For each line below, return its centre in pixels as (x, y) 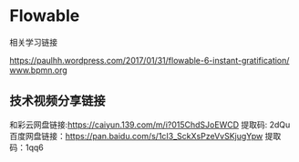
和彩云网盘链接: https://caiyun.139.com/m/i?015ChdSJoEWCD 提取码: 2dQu (150, 125)
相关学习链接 (33, 42)
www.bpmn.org (39, 70)
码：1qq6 (26, 147)
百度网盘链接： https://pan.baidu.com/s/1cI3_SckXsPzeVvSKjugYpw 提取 (145, 136)
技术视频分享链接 (57, 101)
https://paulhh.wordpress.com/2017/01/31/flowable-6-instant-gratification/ (149, 60)
